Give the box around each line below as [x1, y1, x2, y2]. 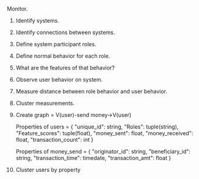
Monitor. [7, 5, 28, 12]
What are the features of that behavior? [15, 64, 115, 71]
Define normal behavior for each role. [15, 52, 110, 60]
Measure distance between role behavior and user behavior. [15, 88, 167, 95]
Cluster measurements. [15, 100, 75, 107]
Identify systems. [15, 17, 60, 24]
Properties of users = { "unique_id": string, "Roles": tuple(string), [15, 123, 179, 130]
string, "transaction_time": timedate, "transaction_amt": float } [15, 155, 172, 161]
